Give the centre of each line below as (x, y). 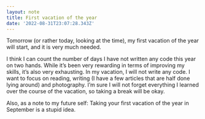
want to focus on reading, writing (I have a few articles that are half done (98, 78)
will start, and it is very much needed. (54, 47)
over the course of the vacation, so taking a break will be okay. (86, 92)
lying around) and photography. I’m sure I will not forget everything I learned (103, 85)
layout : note (23, 12)
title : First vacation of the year (52, 18)
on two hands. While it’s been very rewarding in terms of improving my (96, 65)
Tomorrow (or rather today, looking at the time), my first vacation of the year (103, 41)
